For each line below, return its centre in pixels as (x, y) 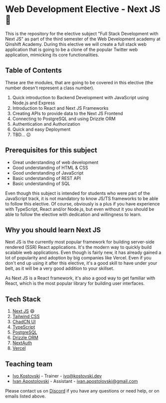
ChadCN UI (24, 322)
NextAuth (22, 343)
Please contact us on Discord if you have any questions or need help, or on (82, 391)
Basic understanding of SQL (41, 184)
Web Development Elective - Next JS (83, 9)
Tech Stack (23, 299)
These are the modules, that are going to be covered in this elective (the (79, 82)
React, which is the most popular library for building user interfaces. (75, 283)
